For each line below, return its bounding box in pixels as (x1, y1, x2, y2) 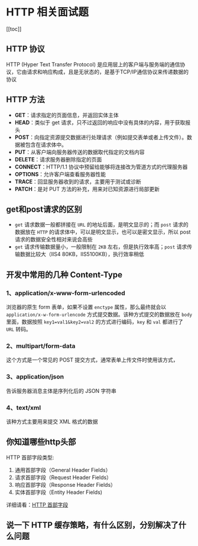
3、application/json (6, 373, 64, 381)
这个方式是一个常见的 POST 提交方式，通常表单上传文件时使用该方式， (6, 356, 178, 364)
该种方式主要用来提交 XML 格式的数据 (6, 418, 98, 425)
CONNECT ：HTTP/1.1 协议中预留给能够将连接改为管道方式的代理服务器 (14, 163, 188, 170)
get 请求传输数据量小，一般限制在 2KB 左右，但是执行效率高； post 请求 (14, 243, 187, 250)
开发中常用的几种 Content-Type (6, 270, 123, 280)
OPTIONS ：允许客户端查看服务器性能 (14, 170, 106, 177)
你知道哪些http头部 (6, 437, 76, 447)
